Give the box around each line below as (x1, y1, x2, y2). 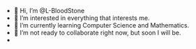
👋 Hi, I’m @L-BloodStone (13, 7, 85, 14)
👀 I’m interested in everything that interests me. (13, 14, 150, 22)
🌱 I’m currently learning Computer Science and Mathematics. (13, 21, 190, 29)
